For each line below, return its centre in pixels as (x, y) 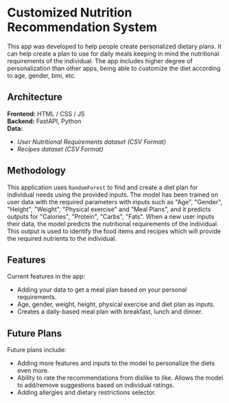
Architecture (35, 97)
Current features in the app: (46, 276)
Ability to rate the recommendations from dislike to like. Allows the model (120, 378)
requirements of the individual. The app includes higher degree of (100, 61)
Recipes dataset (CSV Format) (60, 149)
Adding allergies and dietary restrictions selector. (86, 393)
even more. (33, 371)
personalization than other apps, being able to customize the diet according (114, 68)
